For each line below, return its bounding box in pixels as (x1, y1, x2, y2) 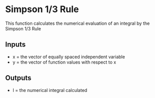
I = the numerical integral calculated (12, 87, 88, 93)
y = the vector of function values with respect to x (12, 59, 117, 65)
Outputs (5, 74, 32, 82)
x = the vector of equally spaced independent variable (12, 54, 125, 60)
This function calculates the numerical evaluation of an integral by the (5, 20, 150, 26)
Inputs (5, 40, 26, 49)
